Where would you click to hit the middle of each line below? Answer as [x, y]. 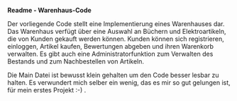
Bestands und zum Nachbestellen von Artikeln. [76, 61]
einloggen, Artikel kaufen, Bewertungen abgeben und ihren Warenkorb [111, 46]
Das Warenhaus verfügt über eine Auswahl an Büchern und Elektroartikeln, [117, 31]
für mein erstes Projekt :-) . [47, 90]
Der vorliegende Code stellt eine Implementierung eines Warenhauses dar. [116, 24]
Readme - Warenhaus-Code [50, 10]
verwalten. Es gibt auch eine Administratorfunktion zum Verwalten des [110, 54]
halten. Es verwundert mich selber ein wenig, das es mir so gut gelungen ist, [119, 83]
